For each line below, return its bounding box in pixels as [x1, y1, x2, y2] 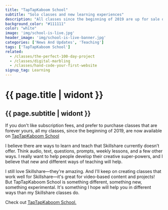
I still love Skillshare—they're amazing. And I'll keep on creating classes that [5, 168, 161, 174]
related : [5, 49, 23, 54]
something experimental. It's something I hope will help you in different [5, 184, 151, 190]
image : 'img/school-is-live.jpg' [5, 30, 75, 35]
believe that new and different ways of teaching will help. [5, 158, 122, 164]
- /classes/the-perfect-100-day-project [9, 53, 95, 59]
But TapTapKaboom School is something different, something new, [5, 179, 142, 185]
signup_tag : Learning [5, 68, 50, 73]
